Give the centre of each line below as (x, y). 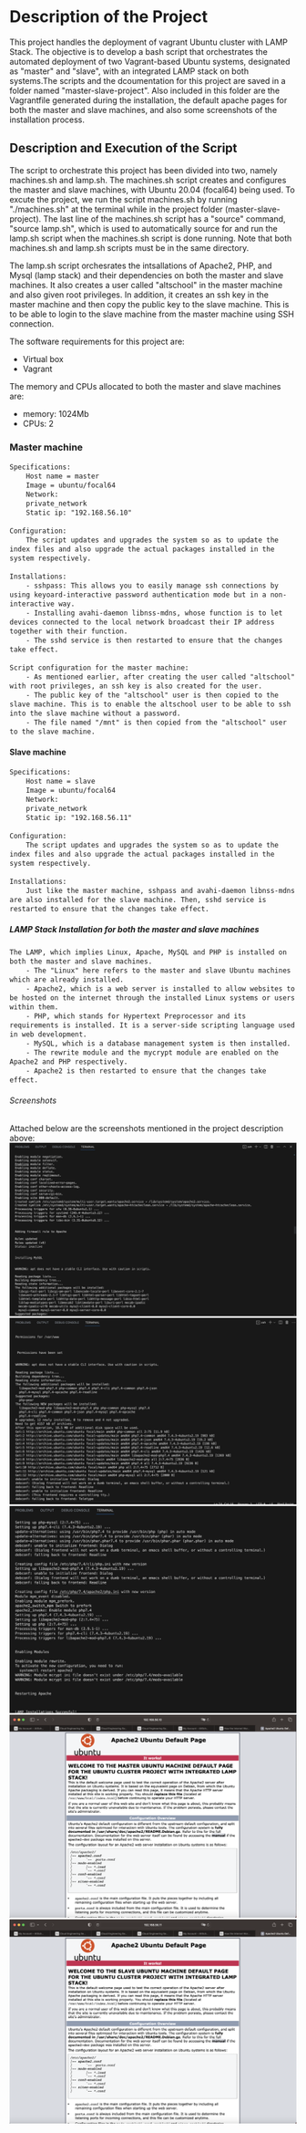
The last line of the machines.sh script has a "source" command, (164, 219)
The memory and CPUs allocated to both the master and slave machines (145, 386)
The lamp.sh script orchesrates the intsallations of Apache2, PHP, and (141, 265)
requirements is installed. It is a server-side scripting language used (153, 1025)
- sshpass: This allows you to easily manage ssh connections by (153, 586)
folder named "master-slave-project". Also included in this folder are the (145, 90)
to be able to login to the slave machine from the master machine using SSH (152, 314)
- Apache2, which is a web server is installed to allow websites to (161, 989)
